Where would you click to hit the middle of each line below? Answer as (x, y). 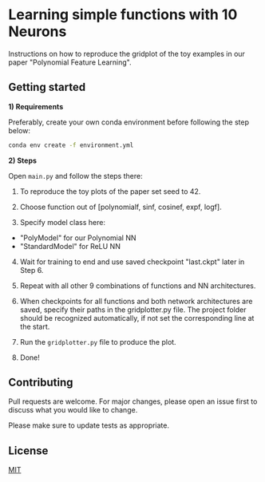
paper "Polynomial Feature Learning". (70, 62)
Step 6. (32, 270)
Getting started (47, 87)
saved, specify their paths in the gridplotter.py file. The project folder (133, 310)
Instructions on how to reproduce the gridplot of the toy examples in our (127, 53)
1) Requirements (36, 106)
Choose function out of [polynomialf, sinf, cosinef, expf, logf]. (121, 207)
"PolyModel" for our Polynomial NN (78, 238)
